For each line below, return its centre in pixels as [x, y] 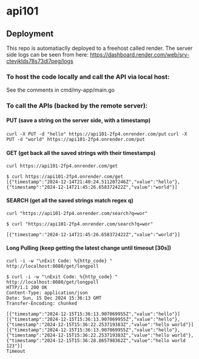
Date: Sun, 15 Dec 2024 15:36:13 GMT [54, 298]
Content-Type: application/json [47, 293]
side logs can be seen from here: [48, 55]
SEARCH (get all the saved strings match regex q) [70, 200]
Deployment [30, 34]
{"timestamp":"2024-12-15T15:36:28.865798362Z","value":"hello [88, 341]
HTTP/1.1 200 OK [27, 288]
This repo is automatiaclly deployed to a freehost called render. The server [99, 48]
